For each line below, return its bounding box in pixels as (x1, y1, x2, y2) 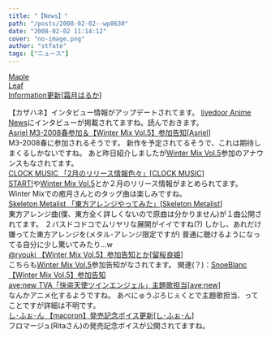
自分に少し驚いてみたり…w (22, 240, 114, 249)
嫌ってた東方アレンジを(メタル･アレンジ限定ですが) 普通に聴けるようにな (8, 229, 254, 239)
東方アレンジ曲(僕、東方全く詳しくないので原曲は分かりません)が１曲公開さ (8, 209, 262, 219)
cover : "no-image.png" (8, 34, 85, 43)
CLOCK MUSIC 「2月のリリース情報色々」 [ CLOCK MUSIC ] (8, 168, 205, 178)
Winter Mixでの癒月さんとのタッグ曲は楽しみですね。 (8, 188, 187, 198)
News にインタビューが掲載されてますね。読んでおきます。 (8, 118, 204, 127)
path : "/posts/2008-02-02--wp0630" (8, 19, 129, 28)
